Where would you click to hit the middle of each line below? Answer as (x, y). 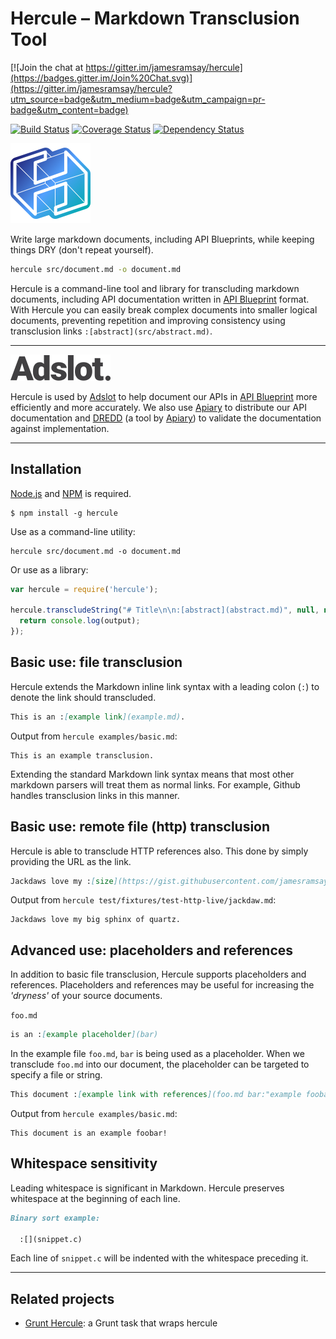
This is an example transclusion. (82, 755)
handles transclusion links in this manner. (95, 795)
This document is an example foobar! (89, 1133)
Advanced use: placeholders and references (152, 950)
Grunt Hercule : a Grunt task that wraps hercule (121, 1323)
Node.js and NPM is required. (71, 493)
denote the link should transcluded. (83, 697)
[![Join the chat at (47, 67)
